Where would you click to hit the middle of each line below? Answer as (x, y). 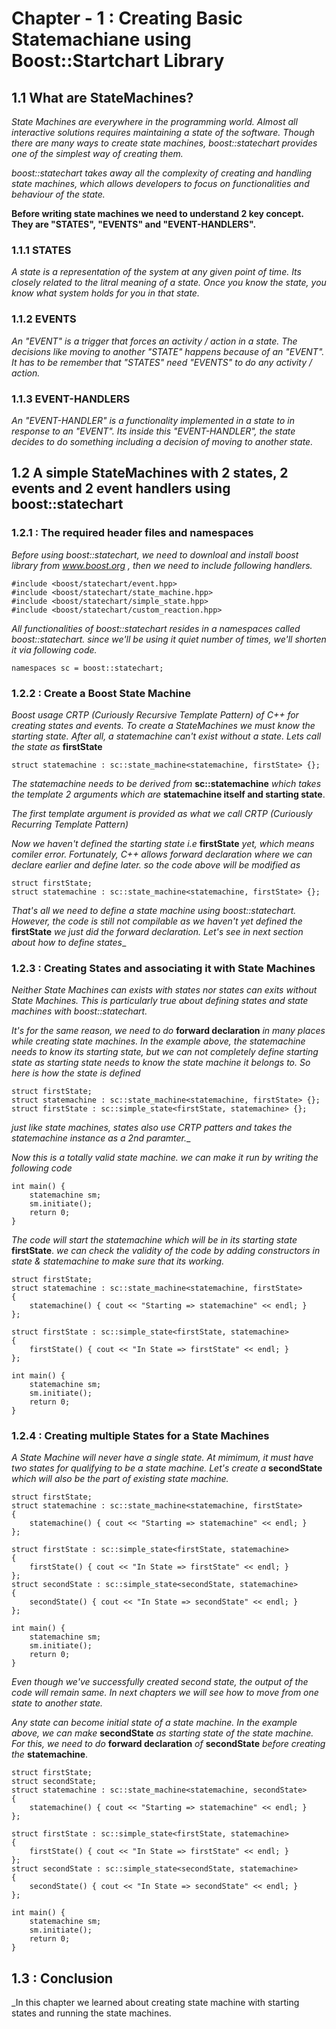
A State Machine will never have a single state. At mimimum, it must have (162, 1458)
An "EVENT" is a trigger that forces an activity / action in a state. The (154, 341)
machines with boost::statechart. (79, 1011)
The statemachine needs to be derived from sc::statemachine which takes (166, 783)
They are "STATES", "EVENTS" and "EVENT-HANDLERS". (134, 224)
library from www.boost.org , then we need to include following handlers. (162, 565)
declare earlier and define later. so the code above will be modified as (156, 864)
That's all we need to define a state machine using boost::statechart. (154, 910)
